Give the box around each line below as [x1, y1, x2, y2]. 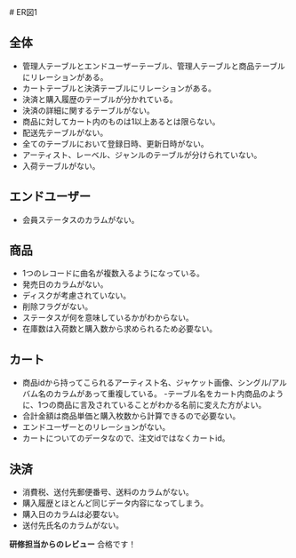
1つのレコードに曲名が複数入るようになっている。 [21, 268, 204, 279]
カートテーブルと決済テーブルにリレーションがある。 [21, 83, 216, 93]
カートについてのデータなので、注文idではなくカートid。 [21, 433, 230, 443]
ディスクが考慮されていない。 [21, 291, 132, 301]
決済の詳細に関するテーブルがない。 [21, 105, 155, 116]
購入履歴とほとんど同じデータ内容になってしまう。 [21, 498, 209, 508]
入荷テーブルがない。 [21, 160, 100, 171]
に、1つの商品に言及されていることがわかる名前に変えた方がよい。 [21, 400, 267, 411]
